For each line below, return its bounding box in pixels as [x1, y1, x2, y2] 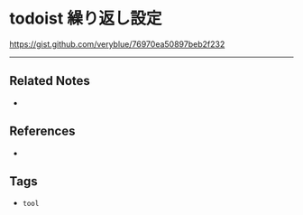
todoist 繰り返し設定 [9, 8, 162, 29]
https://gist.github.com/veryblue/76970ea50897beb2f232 [9, 38, 225, 50]
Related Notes [9, 73, 90, 89]
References [9, 124, 76, 139]
